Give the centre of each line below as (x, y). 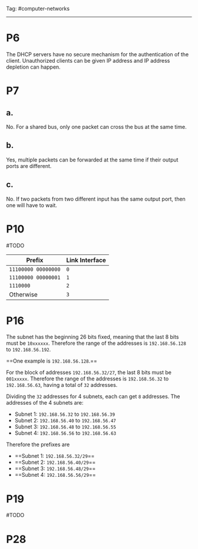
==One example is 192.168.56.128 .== (52, 361)
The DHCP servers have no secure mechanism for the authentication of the (98, 54)
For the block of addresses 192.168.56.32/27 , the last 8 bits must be (89, 373)
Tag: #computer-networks (38, 9)
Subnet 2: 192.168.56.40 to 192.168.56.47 (65, 421)
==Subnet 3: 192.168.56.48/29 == (55, 469)
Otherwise (24, 294)
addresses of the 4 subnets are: (45, 403)
